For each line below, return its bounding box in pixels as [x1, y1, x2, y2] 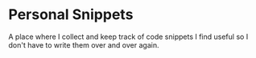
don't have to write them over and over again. [8, 40, 159, 49]
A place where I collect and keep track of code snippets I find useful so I [8, 32, 249, 41]
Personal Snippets [8, 6, 134, 24]
